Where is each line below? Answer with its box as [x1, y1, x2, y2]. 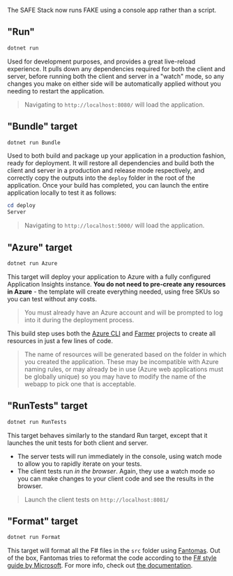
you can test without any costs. [7, 294, 98, 303]
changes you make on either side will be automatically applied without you [7, 79, 221, 88]
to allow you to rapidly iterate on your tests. [17, 460, 142, 468]
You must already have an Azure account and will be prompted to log [24, 308, 223, 317]
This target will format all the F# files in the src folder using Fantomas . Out [7, 547, 221, 555]
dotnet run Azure [7, 259, 58, 267]
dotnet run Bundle [7, 139, 61, 146]
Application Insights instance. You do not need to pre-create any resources [7, 280, 226, 288]
